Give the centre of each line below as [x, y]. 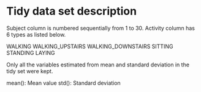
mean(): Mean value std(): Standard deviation [63, 83]
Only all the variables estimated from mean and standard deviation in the [98, 65]
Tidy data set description [71, 11]
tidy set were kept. [30, 71]
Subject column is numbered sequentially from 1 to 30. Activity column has [100, 28]
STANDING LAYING [31, 52]
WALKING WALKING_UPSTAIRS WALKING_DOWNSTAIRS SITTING [90, 46]
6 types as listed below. [36, 34]
